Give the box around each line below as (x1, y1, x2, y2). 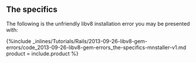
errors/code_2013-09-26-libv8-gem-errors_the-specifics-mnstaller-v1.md (6, 44, 187, 51)
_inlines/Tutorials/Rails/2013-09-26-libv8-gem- (32, 37, 148, 44)
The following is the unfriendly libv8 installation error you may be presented (6, 20, 190, 27)
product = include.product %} (6, 50, 79, 57)
